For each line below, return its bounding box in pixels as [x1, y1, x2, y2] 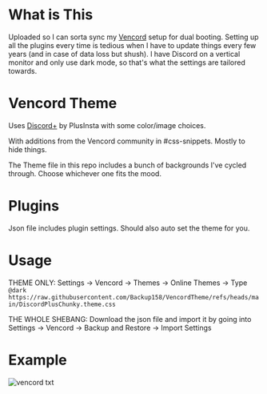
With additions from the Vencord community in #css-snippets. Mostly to [8, 136, 245, 146]
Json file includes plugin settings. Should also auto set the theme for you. [8, 223, 250, 233]
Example [8, 351, 67, 369]
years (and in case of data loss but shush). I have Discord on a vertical [8, 49, 241, 58]
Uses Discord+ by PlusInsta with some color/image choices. [8, 120, 206, 130]
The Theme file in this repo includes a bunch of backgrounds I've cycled [8, 160, 247, 170]
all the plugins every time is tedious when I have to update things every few [8, 40, 257, 50]
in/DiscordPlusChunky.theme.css [8, 300, 116, 308]
